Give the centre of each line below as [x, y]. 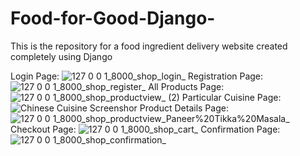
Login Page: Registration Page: [137, 76]
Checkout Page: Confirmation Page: [145, 129]
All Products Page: [186, 86]
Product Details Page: [184, 108]
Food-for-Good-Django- [113, 18]
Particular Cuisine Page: [231, 97]
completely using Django [61, 56]
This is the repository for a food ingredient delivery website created [149, 46]
